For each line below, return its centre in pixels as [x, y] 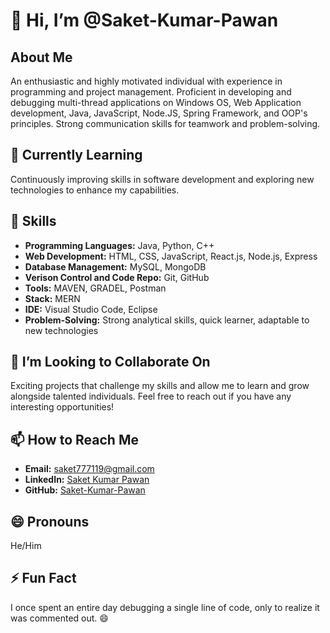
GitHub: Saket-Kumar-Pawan [85, 490]
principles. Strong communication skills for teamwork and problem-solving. [165, 123]
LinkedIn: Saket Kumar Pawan [87, 480]
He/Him [26, 546]
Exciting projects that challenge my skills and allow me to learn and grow [160, 386]
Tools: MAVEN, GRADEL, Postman [95, 288]
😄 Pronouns [50, 521]
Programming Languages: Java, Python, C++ [119, 245]
